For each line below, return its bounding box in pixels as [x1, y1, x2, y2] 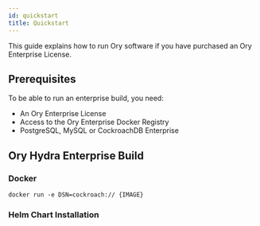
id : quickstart [8, 11, 59, 20]
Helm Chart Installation [8, 208, 99, 220]
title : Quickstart [8, 19, 69, 27]
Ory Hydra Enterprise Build [8, 149, 145, 162]
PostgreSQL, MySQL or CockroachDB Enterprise [19, 126, 179, 135]
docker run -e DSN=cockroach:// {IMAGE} [8, 191, 145, 199]
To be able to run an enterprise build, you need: [8, 93, 165, 103]
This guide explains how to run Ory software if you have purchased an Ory [8, 41, 252, 50]
